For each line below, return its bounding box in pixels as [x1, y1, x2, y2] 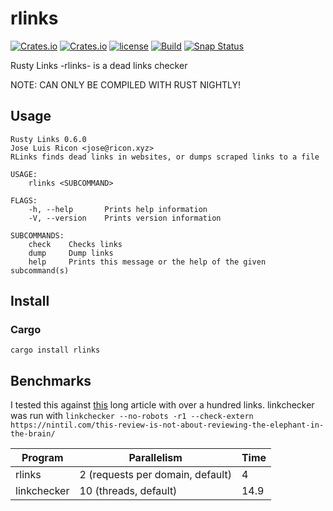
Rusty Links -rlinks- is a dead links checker [10, 59, 188, 71]
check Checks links [28, 239, 123, 249]
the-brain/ [10, 429, 56, 439]
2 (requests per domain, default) [79, 468, 232, 482]
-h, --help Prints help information [28, 204, 208, 214]
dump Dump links [28, 248, 114, 258]
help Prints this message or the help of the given [28, 257, 267, 267]
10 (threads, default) [79, 484, 178, 498]
